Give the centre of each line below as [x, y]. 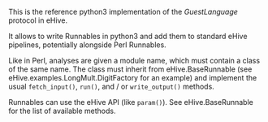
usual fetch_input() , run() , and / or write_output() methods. [112, 86]
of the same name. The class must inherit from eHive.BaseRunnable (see [130, 69]
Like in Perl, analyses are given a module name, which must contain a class [134, 61]
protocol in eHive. [38, 20]
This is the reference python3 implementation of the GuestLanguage [123, 12]
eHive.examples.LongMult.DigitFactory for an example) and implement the [133, 78]
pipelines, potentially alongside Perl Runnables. [87, 45]
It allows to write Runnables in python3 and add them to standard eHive [128, 36]
